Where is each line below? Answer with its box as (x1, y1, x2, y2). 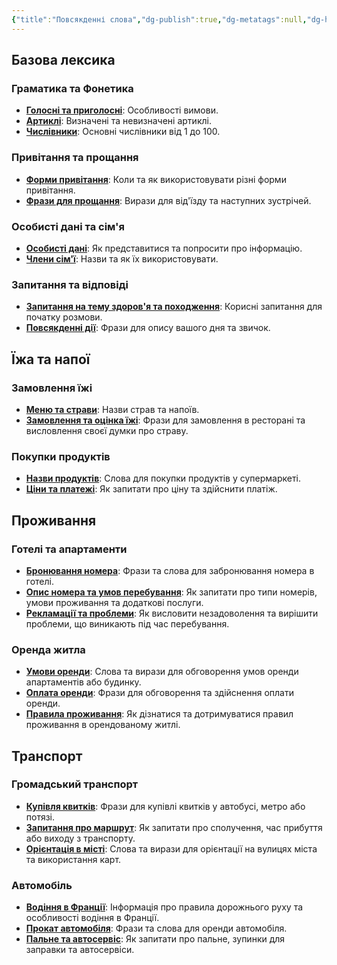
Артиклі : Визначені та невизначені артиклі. (25, 115, 212, 127)
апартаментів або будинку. (25, 676, 142, 688)
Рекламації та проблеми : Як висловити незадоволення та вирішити (25, 607, 319, 619)
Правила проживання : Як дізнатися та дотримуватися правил (25, 708, 294, 720)
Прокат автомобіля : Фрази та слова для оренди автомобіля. (25, 922, 288, 935)
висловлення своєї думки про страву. (25, 424, 189, 436)
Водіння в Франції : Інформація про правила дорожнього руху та (25, 901, 304, 913)
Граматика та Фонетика (11, 81, 134, 95)
